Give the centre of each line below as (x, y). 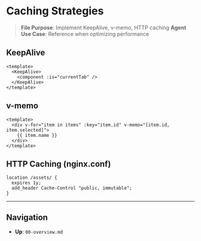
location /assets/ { (32, 178)
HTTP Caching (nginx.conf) (59, 164)
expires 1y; (27, 183)
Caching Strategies (55, 11)
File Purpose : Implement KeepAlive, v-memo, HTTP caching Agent (103, 28)
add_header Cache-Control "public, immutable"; (72, 188)
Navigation (27, 217)
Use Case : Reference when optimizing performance (85, 33)
